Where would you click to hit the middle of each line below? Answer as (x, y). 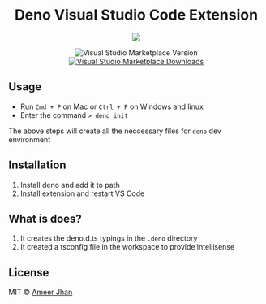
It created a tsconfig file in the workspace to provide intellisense (127, 247)
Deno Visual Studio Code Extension (136, 15)
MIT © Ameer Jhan (41, 292)
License (29, 273)
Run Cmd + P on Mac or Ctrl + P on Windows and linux (112, 106)
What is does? (45, 218)
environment (30, 139)
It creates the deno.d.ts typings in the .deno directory (109, 238)
